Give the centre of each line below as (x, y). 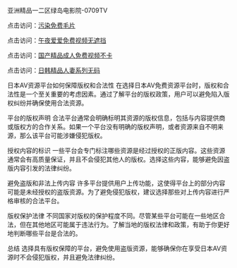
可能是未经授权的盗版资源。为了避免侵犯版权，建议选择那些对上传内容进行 (115, 192)
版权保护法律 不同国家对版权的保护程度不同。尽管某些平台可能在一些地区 (113, 216)
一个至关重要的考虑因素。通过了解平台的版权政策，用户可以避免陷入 (124, 94)
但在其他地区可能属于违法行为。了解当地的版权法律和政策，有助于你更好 (124, 225)
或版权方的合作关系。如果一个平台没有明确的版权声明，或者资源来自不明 (112, 127)
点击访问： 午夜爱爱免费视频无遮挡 (57, 40)
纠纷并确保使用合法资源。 (50, 103)
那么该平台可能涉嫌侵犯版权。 (63, 135)
